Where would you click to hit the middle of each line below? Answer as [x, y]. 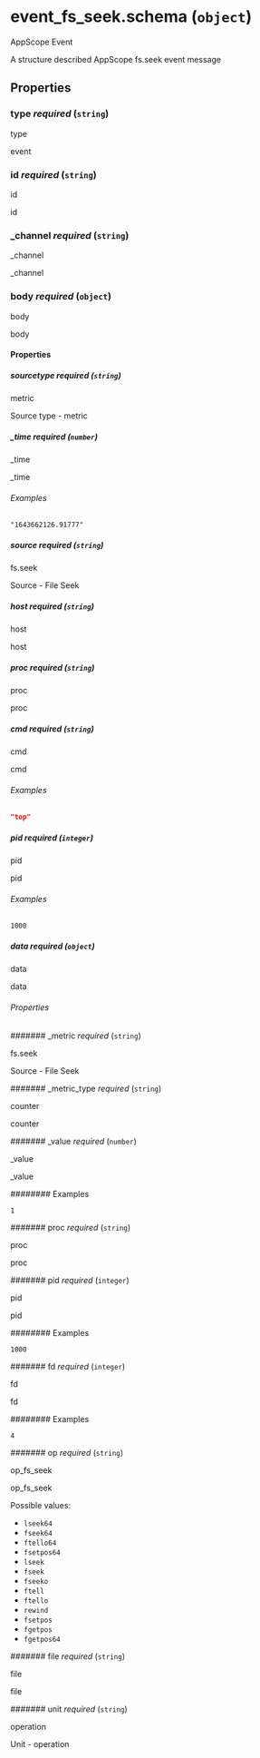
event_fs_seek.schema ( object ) [131, 17]
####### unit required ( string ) [69, 1709]
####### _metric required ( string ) [76, 1036]
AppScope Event [42, 42]
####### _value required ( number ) [73, 1141]
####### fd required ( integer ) [68, 1366]
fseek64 [38, 1533]
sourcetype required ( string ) [66, 375]
